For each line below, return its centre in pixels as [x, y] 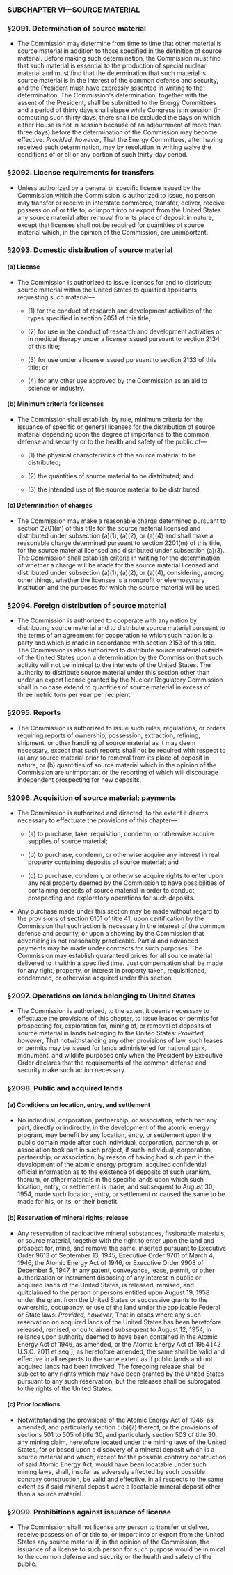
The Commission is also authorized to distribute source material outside [120, 650]
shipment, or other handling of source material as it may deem [106, 742]
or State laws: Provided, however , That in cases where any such [109, 1315]
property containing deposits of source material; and [103, 862]
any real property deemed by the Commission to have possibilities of [126, 883]
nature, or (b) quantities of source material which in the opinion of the [117, 765]
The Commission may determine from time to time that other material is [119, 44]
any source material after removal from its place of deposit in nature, [115, 217]
